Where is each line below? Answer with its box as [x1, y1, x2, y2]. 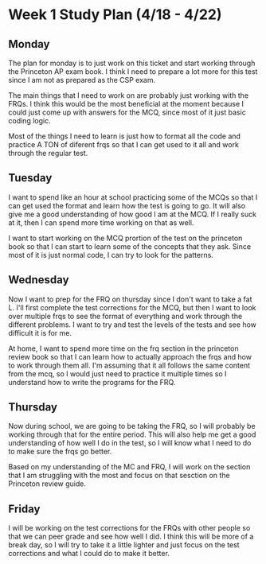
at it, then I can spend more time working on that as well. [8, 217, 194, 228]
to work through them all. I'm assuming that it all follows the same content [8, 360, 251, 370]
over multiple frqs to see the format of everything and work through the [8, 311, 243, 321]
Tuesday [8, 171, 53, 185]
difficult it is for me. [8, 328, 72, 337]
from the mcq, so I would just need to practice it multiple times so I [8, 368, 227, 379]
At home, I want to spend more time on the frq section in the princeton [8, 344, 239, 353]
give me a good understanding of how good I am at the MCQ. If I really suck [8, 209, 257, 219]
